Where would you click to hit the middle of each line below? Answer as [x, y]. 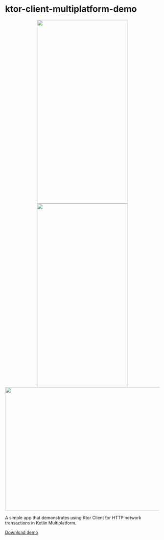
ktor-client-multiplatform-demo [71, 9]
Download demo [22, 532]
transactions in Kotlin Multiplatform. [41, 523]
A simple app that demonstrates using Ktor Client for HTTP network [73, 517]
